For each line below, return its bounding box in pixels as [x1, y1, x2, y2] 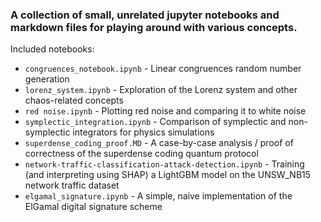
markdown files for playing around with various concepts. [10, 20, 298, 34]
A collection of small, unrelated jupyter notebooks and [10, 8, 280, 22]
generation [24, 73, 70, 85]
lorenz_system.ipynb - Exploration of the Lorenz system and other [24, 84, 298, 96]
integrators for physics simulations [72, 126, 215, 138]
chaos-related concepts [24, 94, 124, 107]
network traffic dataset [24, 179, 120, 192]
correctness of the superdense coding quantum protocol [24, 148, 259, 160]
